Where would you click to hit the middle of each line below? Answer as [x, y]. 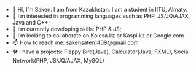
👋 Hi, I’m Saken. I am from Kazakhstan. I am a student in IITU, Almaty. [100, 10]
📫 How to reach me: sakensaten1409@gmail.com [75, 42]
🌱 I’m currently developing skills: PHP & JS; [67, 29]
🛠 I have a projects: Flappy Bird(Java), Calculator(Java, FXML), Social [101, 52]
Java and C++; [31, 22]
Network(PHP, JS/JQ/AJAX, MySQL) [58, 60]
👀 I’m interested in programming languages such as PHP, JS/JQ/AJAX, [101, 16]
